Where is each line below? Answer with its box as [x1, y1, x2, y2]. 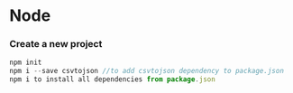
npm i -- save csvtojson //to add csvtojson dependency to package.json [9, 67, 284, 76]
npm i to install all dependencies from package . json [9, 75, 216, 84]
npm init [9, 58, 42, 68]
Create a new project [9, 38, 103, 51]
